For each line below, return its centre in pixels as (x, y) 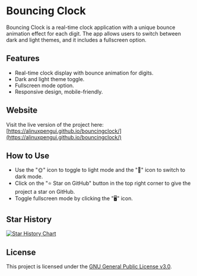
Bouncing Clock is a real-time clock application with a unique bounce (91, 27)
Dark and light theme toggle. (50, 79)
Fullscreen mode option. (44, 85)
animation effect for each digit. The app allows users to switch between (94, 33)
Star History (29, 219)
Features (23, 58)
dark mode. (29, 176)
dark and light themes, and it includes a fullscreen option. (76, 40)
